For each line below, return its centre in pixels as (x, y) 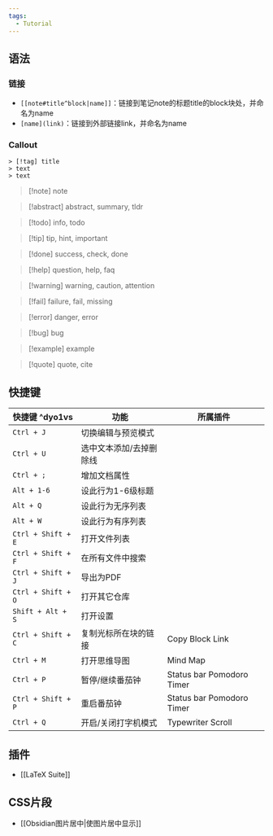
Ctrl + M (29, 661)
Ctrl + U (29, 454)
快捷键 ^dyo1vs (43, 418)
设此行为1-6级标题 (117, 491)
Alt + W (27, 521)
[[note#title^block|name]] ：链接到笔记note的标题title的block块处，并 (139, 103)
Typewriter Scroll (199, 723)
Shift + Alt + (40, 612)
